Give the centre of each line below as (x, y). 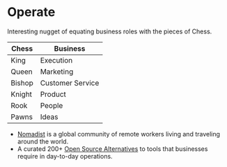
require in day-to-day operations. (65, 156)
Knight (22, 94)
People (52, 105)
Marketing (57, 72)
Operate (31, 12)
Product (53, 94)
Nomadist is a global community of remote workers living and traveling (119, 134)
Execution (56, 60)
